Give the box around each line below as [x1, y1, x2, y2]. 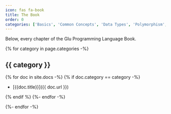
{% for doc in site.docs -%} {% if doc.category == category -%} [5, 74, 140, 80]
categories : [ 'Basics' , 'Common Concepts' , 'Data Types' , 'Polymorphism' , [5, 21, 167, 27]
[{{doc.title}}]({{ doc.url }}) [12, 84, 69, 90]
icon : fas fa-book [5, 7, 44, 13]
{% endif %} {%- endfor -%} [5, 94, 66, 100]
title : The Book [5, 12, 40, 17]
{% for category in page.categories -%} [5, 45, 89, 52]
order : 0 [5, 17, 24, 22]
